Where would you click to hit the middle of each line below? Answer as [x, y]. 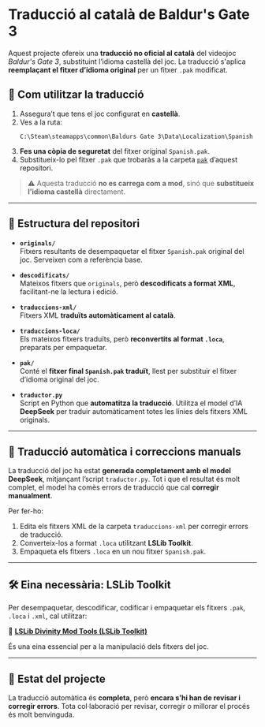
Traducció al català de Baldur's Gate [129, 15]
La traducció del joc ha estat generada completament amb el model [119, 471]
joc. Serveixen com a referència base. [81, 259]
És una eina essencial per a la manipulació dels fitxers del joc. [108, 647]
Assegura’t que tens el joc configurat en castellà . [100, 114]
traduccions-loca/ [50, 331]
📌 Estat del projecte [57, 679]
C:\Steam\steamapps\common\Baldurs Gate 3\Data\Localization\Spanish [136, 136]
